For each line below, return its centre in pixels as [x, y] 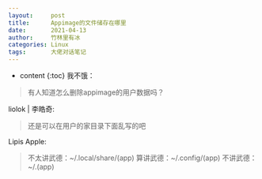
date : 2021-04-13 [47, 30]
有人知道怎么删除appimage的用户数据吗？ [96, 92]
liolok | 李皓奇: [32, 109]
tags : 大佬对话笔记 [47, 52]
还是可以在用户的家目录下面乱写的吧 [87, 126]
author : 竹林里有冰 [44, 37]
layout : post [37, 15]
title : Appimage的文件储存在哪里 [67, 23]
